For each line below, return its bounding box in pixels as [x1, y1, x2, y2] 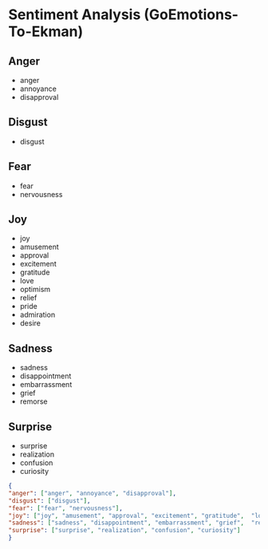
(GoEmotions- [143, 6, 239, 24]
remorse [19, 397, 48, 406]
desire [19, 318, 41, 328]
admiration [19, 310, 56, 320]
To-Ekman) [8, 22, 84, 41]
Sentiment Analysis [8, 6, 141, 24]
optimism [19, 285, 51, 294]
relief [19, 293, 37, 302]
